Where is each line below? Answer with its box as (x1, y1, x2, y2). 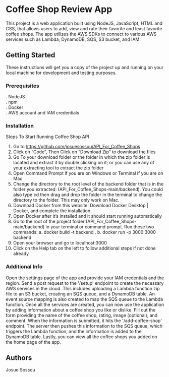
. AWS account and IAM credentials (6, 110, 80, 116)
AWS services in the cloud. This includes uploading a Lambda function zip (6, 285, 160, 291)
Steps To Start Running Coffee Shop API (6, 134, 90, 140)
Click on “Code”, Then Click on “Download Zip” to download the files (13, 149, 156, 155)
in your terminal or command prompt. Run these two (45, 224, 154, 230)
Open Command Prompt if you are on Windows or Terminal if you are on (13, 170, 163, 176)
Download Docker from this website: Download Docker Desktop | (13, 203, 148, 209)
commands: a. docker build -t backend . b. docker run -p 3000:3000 (13, 229, 156, 235)
